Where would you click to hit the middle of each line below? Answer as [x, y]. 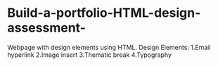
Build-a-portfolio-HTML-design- [104, 13]
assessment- [47, 28]
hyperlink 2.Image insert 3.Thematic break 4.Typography [90, 55]
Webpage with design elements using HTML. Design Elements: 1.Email [109, 47]
